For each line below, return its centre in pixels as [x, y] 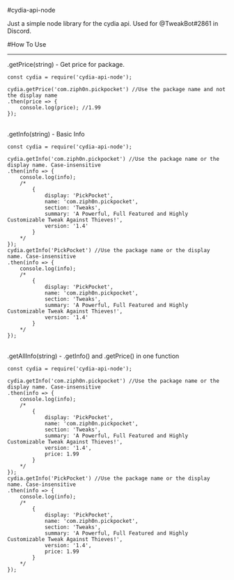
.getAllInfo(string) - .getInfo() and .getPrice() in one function [93, 356]
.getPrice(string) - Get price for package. [66, 64]
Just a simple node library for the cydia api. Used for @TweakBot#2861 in [113, 23]
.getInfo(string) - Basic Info [46, 134]
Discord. [19, 31]
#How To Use [27, 44]
